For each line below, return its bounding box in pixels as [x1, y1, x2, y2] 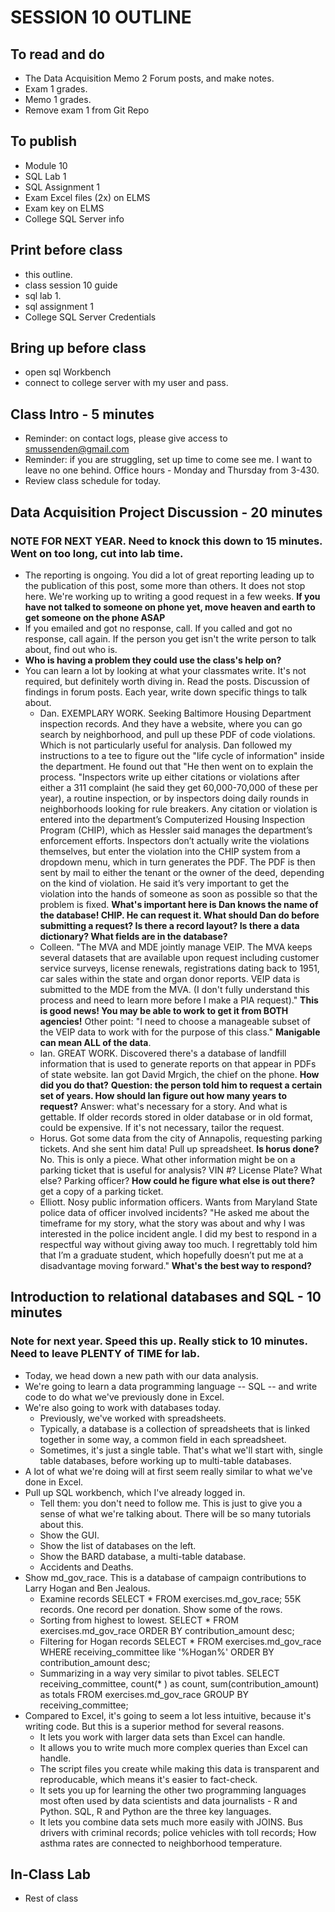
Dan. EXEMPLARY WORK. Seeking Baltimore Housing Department [39, 707, 312, 719]
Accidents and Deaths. [39, 1561, 134, 1573]
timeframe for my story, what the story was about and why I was [39, 1217, 306, 1229]
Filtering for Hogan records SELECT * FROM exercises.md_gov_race [39, 1635, 322, 1647]
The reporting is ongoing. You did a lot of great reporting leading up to [24, 569, 315, 581]
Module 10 [24, 159, 68, 171]
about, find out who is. [24, 643, 118, 655]
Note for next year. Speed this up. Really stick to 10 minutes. [10, 1334, 308, 1348]
